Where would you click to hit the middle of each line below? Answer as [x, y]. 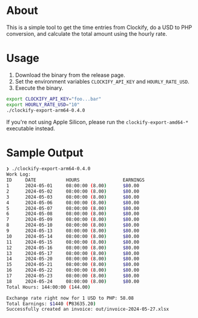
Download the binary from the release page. [70, 75]
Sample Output [45, 153]
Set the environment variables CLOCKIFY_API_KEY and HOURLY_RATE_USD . [102, 81]
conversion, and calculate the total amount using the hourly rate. [87, 33]
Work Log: [19, 174]
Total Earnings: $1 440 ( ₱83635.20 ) [51, 303]
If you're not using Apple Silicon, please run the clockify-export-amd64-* [97, 122]
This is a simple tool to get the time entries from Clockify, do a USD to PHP [99, 27]
